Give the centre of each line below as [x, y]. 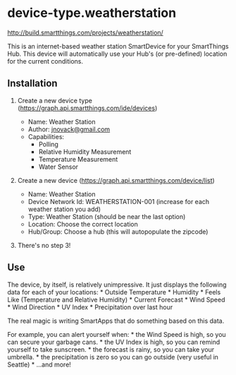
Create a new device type [55, 100]
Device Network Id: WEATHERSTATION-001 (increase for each [119, 201]
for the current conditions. [45, 61]
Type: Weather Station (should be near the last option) [107, 216]
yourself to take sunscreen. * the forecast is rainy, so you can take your [111, 349]
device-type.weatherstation [92, 13]
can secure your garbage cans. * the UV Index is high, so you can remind [114, 342]
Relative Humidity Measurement [85, 151]
